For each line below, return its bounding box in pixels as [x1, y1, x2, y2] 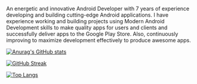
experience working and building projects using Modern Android [6, 18, 165, 24]
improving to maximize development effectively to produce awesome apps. [6, 37, 191, 43]
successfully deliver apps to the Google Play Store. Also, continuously [6, 30, 178, 38]
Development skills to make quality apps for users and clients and [6, 24, 168, 31]
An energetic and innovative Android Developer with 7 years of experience [6, 5, 190, 12]
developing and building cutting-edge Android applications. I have [6, 11, 169, 18]
